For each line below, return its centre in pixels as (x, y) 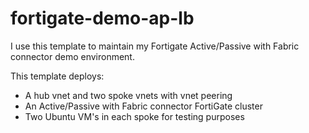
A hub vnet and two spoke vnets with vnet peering (128, 95)
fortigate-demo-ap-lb (102, 18)
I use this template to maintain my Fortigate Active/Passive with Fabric (155, 46)
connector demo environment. (72, 56)
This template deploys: (57, 76)
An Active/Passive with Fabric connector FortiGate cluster (143, 106)
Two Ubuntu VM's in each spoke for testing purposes (134, 116)
